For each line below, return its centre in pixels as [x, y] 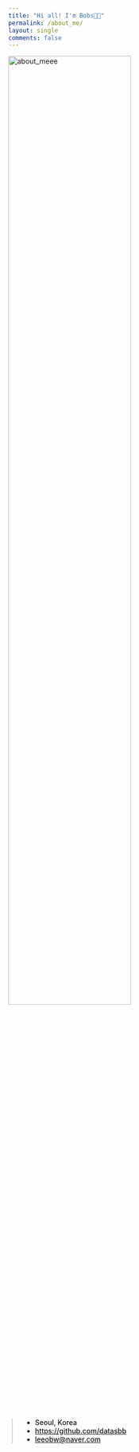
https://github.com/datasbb [81, 1431]
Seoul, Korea [56, 1423]
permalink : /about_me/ [46, 23]
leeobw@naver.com [68, 1439]
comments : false [35, 38]
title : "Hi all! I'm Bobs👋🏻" [56, 15]
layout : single [33, 30]
